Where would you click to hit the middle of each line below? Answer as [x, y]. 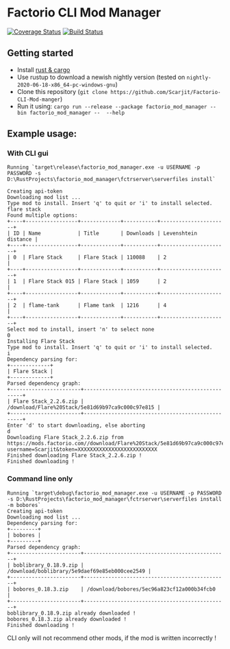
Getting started [40, 53]
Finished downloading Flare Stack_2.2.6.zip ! [75, 456]
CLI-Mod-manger [39, 99]
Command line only [40, 479]
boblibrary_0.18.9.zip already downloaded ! [72, 613]
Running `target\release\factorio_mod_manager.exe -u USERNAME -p [104, 167]
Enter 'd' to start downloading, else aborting [76, 426]
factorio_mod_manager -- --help [77, 113]
